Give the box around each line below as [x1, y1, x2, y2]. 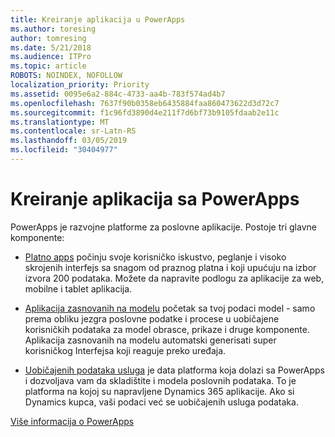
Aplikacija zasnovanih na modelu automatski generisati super [24, 334, 277, 346]
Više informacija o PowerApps [10, 415, 135, 427]
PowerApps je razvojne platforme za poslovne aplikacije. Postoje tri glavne [10, 221, 317, 233]
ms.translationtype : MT [10, 117, 110, 127]
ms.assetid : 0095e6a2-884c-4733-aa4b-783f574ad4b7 [10, 89, 226, 99]
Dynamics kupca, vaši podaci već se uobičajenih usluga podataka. [24, 396, 299, 408]
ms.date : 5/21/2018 [10, 42, 92, 53]
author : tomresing [10, 33, 87, 43]
